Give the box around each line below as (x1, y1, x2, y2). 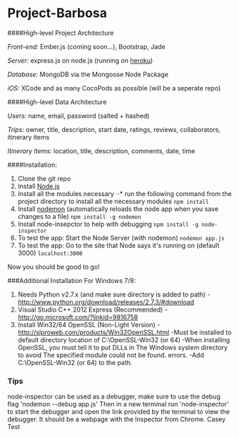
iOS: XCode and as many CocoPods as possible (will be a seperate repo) (7, 83, 221, 92)
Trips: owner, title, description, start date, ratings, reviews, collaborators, (7, 125, 221, 133)
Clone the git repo (17, 174, 71, 182)
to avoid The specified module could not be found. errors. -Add (17, 351, 205, 359)
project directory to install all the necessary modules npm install (17, 197, 209, 205)
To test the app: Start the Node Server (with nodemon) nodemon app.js (17, 233, 225, 242)
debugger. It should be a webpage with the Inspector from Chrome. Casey (7, 415, 226, 423)
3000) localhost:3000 (17, 248, 83, 257)
